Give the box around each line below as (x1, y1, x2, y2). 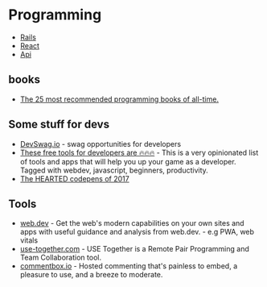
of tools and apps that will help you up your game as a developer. (19, 156, 236, 166)
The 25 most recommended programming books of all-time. (19, 94, 220, 104)
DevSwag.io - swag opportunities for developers (19, 139, 182, 148)
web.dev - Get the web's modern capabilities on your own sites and (19, 218, 244, 228)
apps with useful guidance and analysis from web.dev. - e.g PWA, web (19, 227, 255, 237)
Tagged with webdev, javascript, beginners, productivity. (19, 165, 209, 175)
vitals (19, 235, 39, 245)
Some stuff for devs (8, 118, 110, 131)
